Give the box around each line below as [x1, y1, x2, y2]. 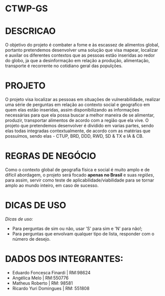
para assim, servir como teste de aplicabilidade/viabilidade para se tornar [5, 177, 154, 183]
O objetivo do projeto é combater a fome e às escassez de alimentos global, [5, 42, 160, 48]
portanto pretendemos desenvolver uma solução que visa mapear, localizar [5, 47, 159, 53]
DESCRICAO [5, 26, 56, 37]
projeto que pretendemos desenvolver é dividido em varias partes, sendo [5, 123, 154, 129]
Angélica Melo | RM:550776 [12, 275, 69, 281]
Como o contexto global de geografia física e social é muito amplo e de [5, 167, 150, 173]
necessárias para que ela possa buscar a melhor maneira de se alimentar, [5, 112, 155, 118]
